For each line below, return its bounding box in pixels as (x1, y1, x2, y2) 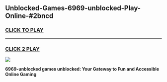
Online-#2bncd (5, 12, 54, 20)
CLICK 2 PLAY (5, 45, 40, 52)
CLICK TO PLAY (5, 27, 44, 34)
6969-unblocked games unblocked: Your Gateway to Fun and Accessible (5, 66, 160, 72)
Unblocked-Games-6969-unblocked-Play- (5, 4, 141, 12)
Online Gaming (5, 71, 37, 77)
